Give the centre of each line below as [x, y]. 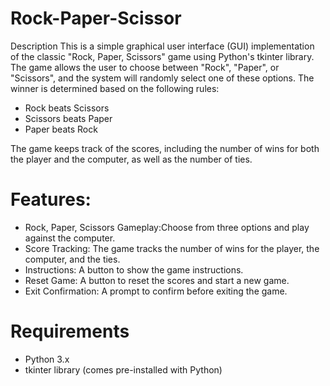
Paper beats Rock [61, 129]
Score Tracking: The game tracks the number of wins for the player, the [172, 248]
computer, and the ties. [72, 259]
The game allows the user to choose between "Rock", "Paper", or [145, 67]
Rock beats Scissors [67, 108]
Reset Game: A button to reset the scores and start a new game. [157, 280]
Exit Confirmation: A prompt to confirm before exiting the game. [156, 291]
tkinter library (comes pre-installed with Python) [123, 369]
